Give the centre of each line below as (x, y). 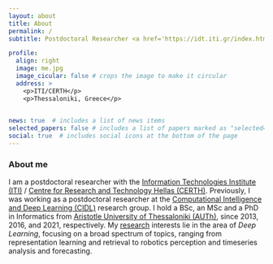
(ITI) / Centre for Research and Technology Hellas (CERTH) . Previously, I (129, 191)
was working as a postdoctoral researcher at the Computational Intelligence (135, 199)
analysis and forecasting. (50, 251)
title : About (30, 24)
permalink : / (30, 31)
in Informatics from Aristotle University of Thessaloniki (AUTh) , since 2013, (133, 217)
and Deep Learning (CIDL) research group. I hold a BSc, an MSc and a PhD (134, 208)
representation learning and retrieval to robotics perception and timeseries (133, 242)
